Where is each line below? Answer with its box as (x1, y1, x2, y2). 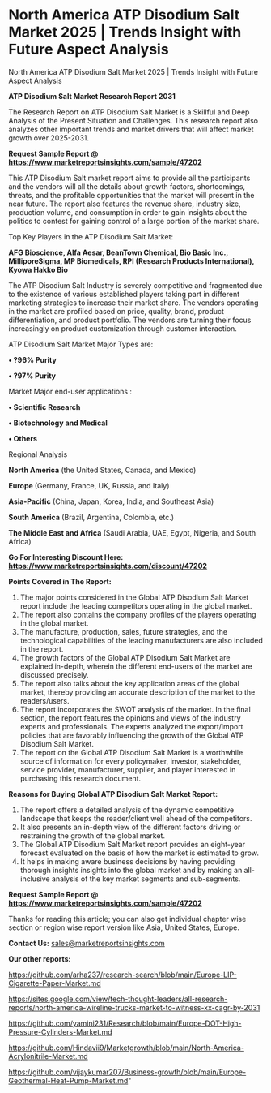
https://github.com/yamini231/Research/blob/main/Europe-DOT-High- (8, 1018, 242, 1028)
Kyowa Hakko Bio (8, 265, 69, 274)
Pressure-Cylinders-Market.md (8, 1026, 112, 1036)
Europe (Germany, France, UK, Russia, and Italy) (8, 480, 170, 490)
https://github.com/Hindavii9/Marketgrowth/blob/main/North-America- (8, 1043, 245, 1052)
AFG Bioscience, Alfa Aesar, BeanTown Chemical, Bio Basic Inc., (8, 247, 229, 257)
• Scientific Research (8, 402, 81, 411)
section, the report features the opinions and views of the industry (19, 712, 241, 723)
